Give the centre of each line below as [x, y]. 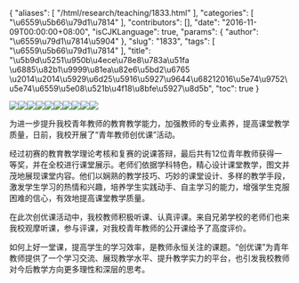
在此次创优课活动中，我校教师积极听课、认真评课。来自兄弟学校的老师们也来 [149, 217]
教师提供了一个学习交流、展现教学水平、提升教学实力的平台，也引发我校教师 [149, 258]
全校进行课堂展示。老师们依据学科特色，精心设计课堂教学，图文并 [169, 165]
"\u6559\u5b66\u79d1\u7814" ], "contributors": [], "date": [115, 22]
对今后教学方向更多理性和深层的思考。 [79, 269]
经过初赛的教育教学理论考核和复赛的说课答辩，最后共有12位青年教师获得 [142, 154]
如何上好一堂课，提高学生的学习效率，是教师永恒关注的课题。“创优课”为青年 [149, 247]
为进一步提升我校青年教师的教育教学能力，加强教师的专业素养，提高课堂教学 [149, 123]
